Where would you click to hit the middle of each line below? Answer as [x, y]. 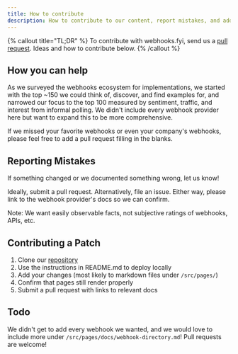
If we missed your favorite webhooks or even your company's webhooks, [114, 131]
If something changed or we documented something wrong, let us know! [113, 178]
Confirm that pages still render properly [75, 282]
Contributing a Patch [54, 242]
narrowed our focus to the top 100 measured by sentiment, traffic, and [110, 103]
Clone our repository [48, 260]
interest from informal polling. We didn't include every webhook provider [113, 110]
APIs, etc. [21, 221]
